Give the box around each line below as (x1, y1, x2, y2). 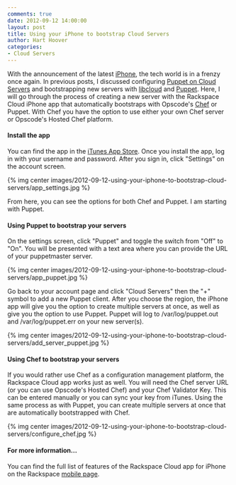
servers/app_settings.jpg (7, 183, 80, 192)
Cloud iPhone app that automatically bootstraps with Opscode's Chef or (7, 100, 218, 108)
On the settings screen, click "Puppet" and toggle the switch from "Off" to (7, 237, 223, 245)
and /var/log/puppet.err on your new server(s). (7, 317, 144, 326)
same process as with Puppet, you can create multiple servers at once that (7, 401, 226, 410)
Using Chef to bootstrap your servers (7, 355, 120, 363)
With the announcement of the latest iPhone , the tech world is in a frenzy (7, 69, 221, 78)
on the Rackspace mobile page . (7, 469, 100, 478)
